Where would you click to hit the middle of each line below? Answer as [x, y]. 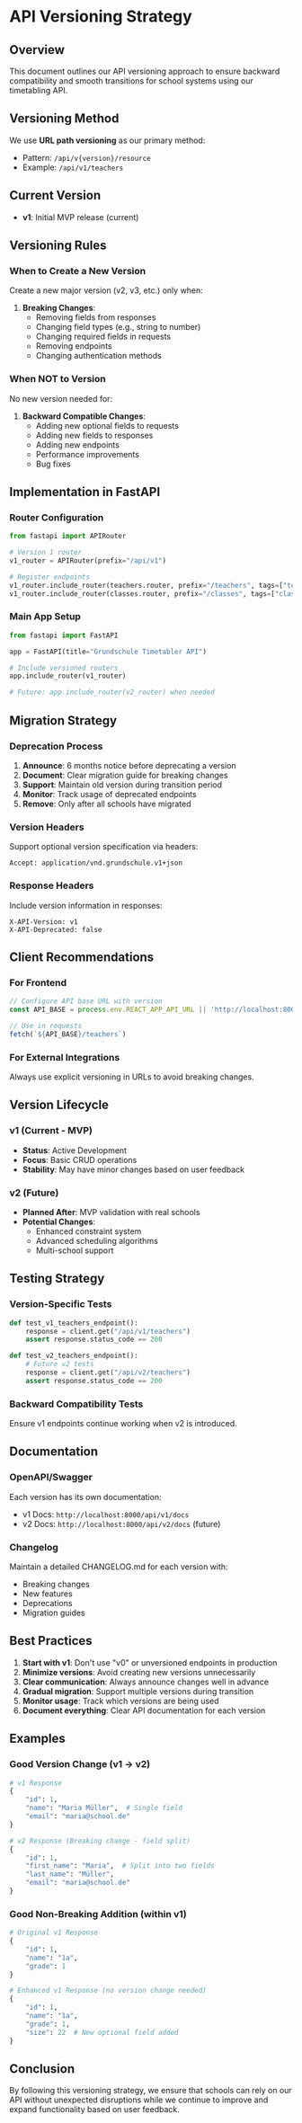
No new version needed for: [61, 398]
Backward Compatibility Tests [76, 1404]
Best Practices [51, 1641]
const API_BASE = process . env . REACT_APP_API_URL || [108, 1010]
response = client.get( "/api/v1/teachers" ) [108, 1331]
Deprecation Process [56, 746]
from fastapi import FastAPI [64, 635]
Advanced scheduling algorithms [97, 1240]
